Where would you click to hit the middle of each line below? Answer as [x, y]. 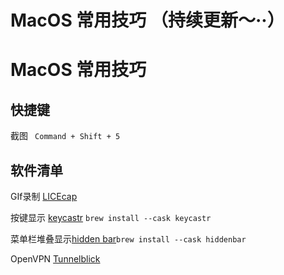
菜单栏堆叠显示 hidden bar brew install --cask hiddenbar [128, 239]
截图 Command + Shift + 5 [65, 136]
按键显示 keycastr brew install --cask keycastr [111, 217]
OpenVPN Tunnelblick [55, 259]
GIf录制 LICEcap [44, 196]
